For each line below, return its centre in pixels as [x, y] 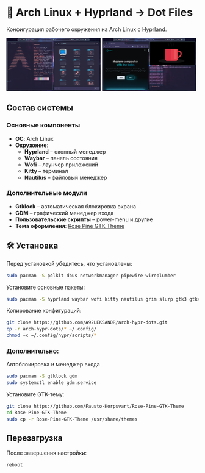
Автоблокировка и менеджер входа [53, 365]
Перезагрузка [34, 438]
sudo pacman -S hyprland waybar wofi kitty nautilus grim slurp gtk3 [97, 299]
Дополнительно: [33, 351]
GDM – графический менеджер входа [64, 213]
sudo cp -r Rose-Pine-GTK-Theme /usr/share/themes [72, 419]
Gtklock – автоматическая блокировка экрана [75, 206]
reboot [15, 465]
